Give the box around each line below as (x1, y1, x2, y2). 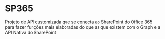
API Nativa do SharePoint (5, 29, 57, 35)
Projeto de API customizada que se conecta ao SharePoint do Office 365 (5, 19, 153, 25)
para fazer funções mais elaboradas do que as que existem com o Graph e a (5, 24, 161, 30)
